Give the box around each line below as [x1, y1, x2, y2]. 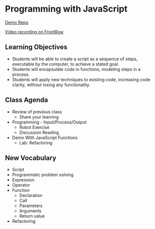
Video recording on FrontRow [5, 29, 64, 35]
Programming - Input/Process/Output [12, 119, 87, 125]
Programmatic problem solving [12, 172, 74, 178]
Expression [12, 177, 35, 183]
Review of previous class [12, 108, 62, 115]
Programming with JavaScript [5, 3, 127, 15]
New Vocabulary [5, 154, 57, 162]
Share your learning [19, 114, 59, 120]
